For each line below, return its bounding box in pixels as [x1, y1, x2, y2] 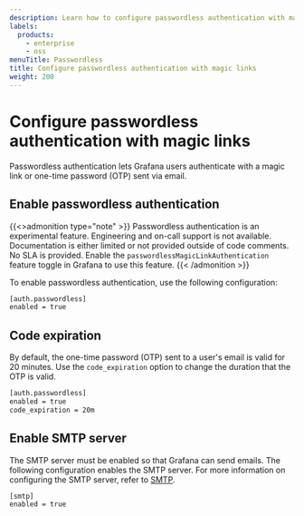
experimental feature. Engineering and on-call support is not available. [9, 230, 272, 241]
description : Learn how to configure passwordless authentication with [9, 13, 285, 23]
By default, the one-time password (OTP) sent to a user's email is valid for [9, 352, 286, 363]
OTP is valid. [9, 371, 56, 382]
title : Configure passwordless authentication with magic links [9, 64, 257, 73]
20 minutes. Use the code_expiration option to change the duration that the [9, 362, 291, 373]
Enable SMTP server [9, 431, 127, 446]
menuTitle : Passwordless [9, 55, 103, 64]
